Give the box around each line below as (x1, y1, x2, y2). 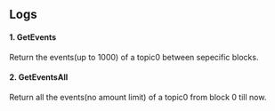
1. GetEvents (9, 31, 57, 43)
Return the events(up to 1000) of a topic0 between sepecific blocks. (9, 52, 259, 62)
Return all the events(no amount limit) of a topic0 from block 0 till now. (9, 91, 267, 102)
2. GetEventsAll (9, 72, 69, 83)
